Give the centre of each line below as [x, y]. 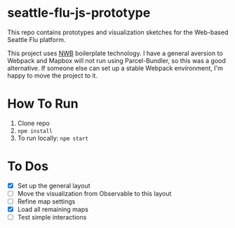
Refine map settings [46, 201]
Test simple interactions [52, 218]
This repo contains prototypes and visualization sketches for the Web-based [118, 32]
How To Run [43, 104]
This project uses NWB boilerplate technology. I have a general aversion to [115, 53]
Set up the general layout [54, 185]
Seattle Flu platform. [36, 39]
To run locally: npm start [53, 138]
